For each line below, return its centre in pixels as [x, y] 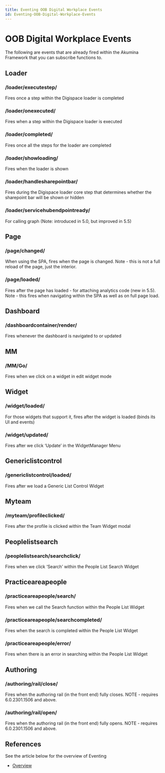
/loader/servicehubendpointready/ [48, 211]
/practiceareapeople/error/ [38, 643]
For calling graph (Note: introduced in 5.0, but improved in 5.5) [68, 221]
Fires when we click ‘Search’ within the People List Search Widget [72, 567]
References [23, 744]
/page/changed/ [25, 251]
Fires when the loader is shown [37, 169]
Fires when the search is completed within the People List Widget [71, 630]
